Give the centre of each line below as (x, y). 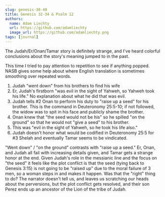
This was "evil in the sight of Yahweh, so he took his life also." (75, 127)
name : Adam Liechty (30, 23)
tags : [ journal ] (22, 37)
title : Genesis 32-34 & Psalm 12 (39, 14)
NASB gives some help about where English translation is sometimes (75, 71)
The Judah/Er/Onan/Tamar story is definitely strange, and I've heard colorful (83, 51)
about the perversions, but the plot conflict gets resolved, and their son (77, 184)
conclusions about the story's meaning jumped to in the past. (67, 56)
